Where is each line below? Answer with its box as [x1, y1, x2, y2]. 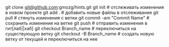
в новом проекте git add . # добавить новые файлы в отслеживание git [5, 9, 159, 15]
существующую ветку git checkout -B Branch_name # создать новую [5, 31, 155, 36]
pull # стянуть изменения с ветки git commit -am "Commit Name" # [5, 15, 150, 20]
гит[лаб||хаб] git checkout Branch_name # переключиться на [5, 25, 137, 31]
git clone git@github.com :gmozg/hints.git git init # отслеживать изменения [5, 4, 164, 10]
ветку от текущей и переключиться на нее [5, 36, 98, 42]
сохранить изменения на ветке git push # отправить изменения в [5, 20, 148, 26]
